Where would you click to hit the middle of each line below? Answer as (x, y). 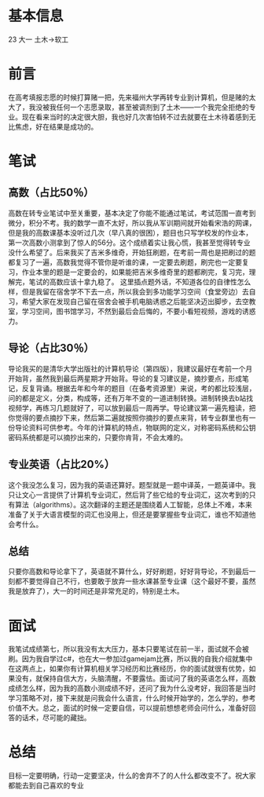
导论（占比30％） (51, 348)
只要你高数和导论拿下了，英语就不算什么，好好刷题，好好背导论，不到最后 (128, 572)
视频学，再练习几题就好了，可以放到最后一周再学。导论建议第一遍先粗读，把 (132, 408)
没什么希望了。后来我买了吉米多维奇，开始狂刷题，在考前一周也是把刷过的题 (132, 252)
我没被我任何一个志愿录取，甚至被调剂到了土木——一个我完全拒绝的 (139, 107)
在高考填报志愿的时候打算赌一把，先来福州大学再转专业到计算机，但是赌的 (128, 97)
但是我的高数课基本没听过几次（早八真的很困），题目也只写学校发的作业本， (130, 232)
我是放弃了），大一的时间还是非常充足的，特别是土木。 (96, 591)
